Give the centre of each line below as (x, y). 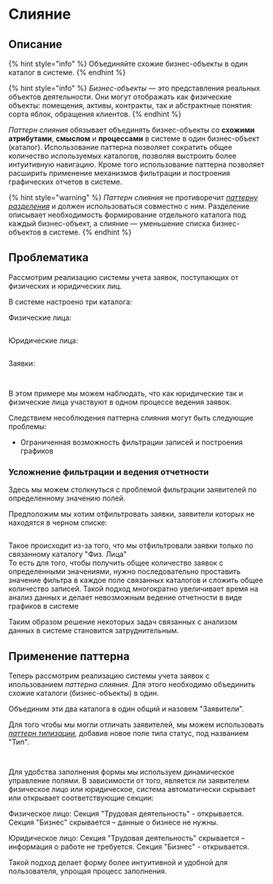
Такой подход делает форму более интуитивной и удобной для (118, 862)
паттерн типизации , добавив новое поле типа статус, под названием (129, 733)
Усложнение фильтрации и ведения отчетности (109, 471)
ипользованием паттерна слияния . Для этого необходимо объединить (132, 684)
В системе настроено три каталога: (70, 301)
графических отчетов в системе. (65, 182)
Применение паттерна (69, 656)
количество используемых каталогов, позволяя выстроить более (123, 156)
